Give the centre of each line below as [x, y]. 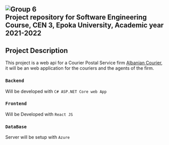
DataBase [16, 127]
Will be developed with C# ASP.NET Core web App [56, 91]
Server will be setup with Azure [38, 137]
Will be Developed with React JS [39, 114]
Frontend [16, 104]
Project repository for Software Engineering [76, 18]
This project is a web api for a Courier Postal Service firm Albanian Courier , [84, 63]
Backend [15, 81]
